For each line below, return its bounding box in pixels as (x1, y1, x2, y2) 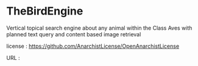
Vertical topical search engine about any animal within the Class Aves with (6, 24, 193, 31)
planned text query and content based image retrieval (6, 30, 141, 38)
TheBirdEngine (6, 4, 83, 18)
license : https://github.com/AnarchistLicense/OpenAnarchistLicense (6, 42, 180, 50)
